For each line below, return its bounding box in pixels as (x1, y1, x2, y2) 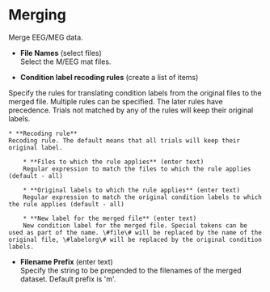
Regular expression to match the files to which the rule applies (23, 164, 251, 173)
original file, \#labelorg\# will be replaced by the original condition (8, 235, 263, 243)
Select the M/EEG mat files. (19, 57, 112, 66)
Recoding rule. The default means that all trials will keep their (8, 136, 241, 145)
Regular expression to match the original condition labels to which (23, 193, 263, 201)
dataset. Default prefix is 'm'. (19, 273, 116, 284)
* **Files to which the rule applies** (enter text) (23, 158, 205, 166)
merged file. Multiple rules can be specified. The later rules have (8, 96, 224, 106)
